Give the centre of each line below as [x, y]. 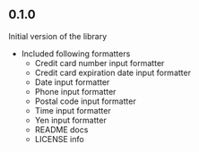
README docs [61, 130]
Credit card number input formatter [99, 63]
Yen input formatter [70, 120]
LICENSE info [59, 139]
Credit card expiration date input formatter [113, 72]
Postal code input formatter [85, 101]
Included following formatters [76, 54]
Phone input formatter [75, 91]
